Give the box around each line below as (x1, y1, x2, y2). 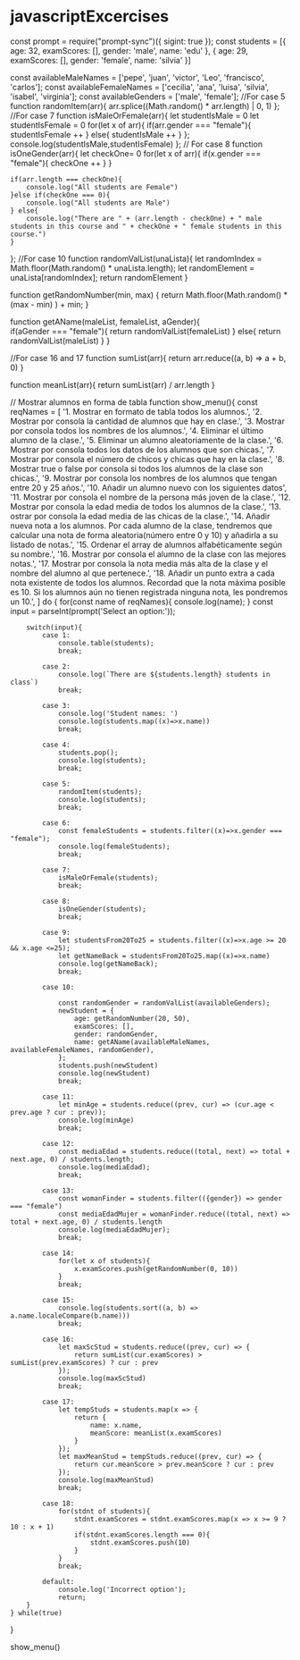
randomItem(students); (57, 787, 143, 796)
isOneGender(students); (57, 905, 146, 914)
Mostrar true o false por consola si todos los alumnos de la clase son (10, 463, 263, 474)
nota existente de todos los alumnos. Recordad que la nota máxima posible (10, 577, 287, 587)
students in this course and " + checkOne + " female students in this (10, 222, 282, 231)
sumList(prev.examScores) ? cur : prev (10, 1358, 159, 1367)
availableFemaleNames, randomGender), (10, 1045, 154, 1054)
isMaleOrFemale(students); (57, 873, 159, 882)
